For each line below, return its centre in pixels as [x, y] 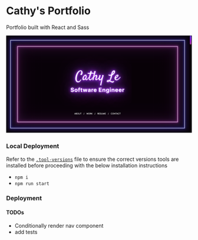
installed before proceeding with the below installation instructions [87, 165]
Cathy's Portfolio [49, 11]
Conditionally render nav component [59, 225]
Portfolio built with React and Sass [48, 27]
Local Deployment [33, 146]
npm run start [32, 184]
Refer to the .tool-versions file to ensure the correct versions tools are [93, 159]
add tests [26, 232]
